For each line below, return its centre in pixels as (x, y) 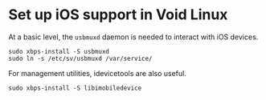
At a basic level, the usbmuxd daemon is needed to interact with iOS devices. (133, 37)
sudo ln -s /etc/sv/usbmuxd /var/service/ (80, 58)
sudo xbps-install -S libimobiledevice (75, 88)
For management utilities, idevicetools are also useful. (97, 73)
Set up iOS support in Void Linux (118, 15)
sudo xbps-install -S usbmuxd (59, 51)
